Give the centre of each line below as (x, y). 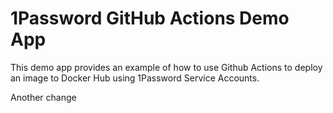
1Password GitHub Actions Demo (150, 18)
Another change (43, 97)
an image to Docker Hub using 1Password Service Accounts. (135, 78)
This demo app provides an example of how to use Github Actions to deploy (166, 67)
